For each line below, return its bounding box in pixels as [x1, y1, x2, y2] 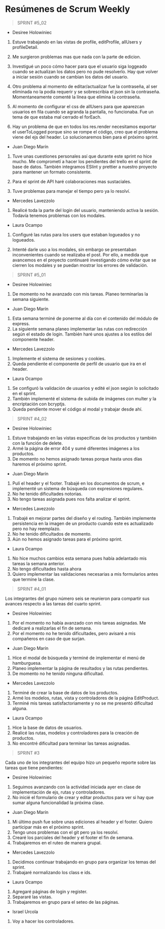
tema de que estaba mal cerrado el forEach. [12, 114, 102, 120]
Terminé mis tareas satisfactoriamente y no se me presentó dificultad [12, 700, 153, 706]
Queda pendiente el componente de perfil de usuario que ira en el [12, 361, 146, 367]
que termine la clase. [12, 576, 55, 582]
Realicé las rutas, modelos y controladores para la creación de [12, 730, 139, 736]
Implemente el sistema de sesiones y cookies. [12, 355, 106, 361]
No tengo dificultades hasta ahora [12, 566, 82, 572]
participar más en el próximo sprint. [12, 824, 85, 830]
